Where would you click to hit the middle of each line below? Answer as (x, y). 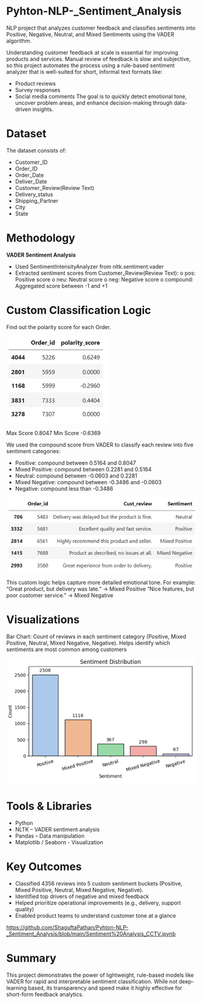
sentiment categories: (33, 451)
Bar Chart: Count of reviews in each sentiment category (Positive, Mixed (96, 636)
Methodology (41, 238)
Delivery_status (34, 194)
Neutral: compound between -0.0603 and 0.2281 (76, 476)
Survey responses (37, 90)
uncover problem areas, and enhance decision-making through (94, 103)
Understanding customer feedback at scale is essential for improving (92, 52)
